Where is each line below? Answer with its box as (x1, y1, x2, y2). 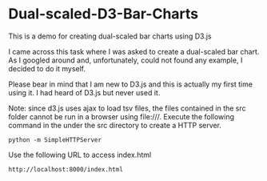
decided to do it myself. (8, 63, 86, 73)
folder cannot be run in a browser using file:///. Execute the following (8, 111, 234, 121)
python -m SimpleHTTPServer (8, 135, 102, 144)
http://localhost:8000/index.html (8, 165, 124, 173)
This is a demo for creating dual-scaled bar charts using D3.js (8, 31, 212, 41)
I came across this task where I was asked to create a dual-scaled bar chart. (8, 46, 260, 56)
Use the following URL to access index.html (8, 150, 152, 159)
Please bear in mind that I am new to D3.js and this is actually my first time (8, 79, 253, 89)
